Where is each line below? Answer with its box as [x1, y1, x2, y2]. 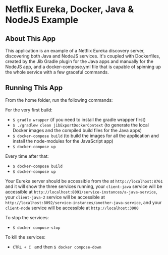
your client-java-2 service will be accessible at [5, 194, 105, 200]
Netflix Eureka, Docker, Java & [5, 4, 134, 15]
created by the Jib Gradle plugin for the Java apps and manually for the [5, 58, 154, 64]
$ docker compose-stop [12, 225, 61, 230]
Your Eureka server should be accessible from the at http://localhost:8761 [5, 178, 163, 184]
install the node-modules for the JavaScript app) [12, 138, 114, 144]
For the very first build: [5, 107, 53, 113]
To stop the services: [5, 214, 49, 220]
